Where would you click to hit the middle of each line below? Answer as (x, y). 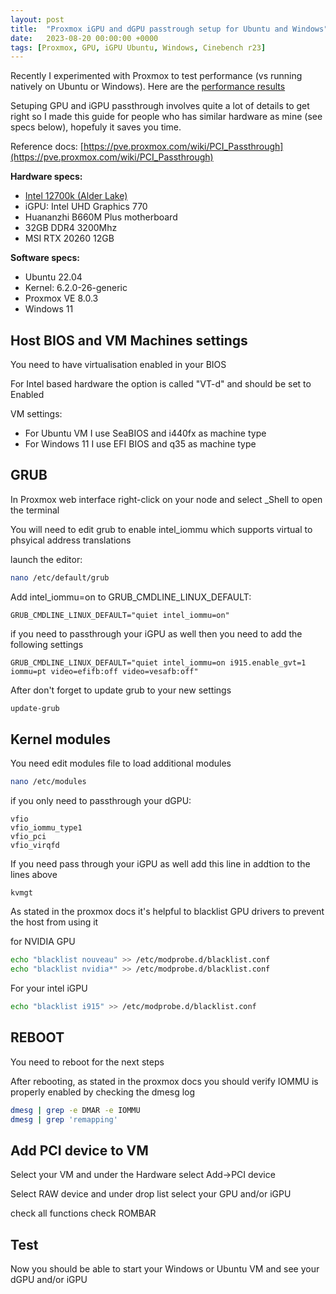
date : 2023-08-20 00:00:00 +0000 (84, 38)
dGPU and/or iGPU (49, 1280)
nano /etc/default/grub (60, 577)
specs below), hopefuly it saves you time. (96, 127)
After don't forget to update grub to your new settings (121, 690)
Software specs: (45, 258)
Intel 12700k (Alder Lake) (76, 196)
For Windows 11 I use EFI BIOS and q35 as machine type (140, 444)
